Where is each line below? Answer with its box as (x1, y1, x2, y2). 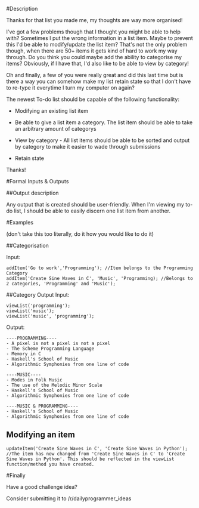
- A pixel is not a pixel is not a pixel (6, 340, 111, 346)
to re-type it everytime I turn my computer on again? (6, 84, 135, 91)
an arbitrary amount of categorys (14, 125, 97, 132)
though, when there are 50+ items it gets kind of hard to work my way (6, 47, 178, 54)
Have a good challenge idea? (6, 483, 77, 490)
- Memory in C (6, 351, 42, 357)
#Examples (6, 219, 34, 226)
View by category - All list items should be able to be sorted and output (14, 137, 190, 144)
